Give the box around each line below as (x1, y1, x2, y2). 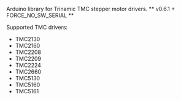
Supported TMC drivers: (6, 24, 68, 31)
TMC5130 (15, 75, 40, 82)
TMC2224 (15, 61, 42, 69)
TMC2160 (15, 42, 40, 49)
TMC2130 (15, 36, 40, 42)
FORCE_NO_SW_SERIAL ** (6, 12, 74, 19)
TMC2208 (15, 48, 42, 56)
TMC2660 (15, 68, 42, 75)
